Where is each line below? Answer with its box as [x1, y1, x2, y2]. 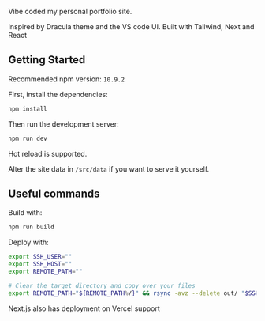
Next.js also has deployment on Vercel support [8, 304, 160, 313]
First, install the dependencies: [8, 89, 108, 99]
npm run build [8, 223, 55, 232]
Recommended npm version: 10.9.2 [8, 74, 125, 84]
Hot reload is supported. [8, 149, 88, 158]
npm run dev [8, 134, 47, 142]
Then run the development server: [8, 119, 120, 129]
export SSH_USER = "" [8, 253, 73, 261]
